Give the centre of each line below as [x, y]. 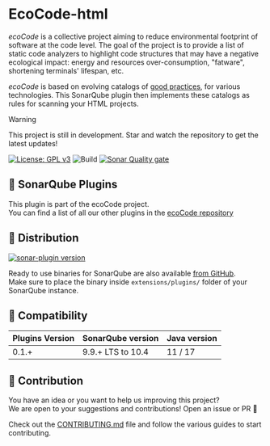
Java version [192, 339]
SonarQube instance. [44, 290]
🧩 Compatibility [48, 316]
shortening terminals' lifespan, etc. [66, 70]
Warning [22, 119]
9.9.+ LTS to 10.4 [116, 352]
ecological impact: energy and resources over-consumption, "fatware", [127, 62]
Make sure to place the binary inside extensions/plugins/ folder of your [128, 282]
